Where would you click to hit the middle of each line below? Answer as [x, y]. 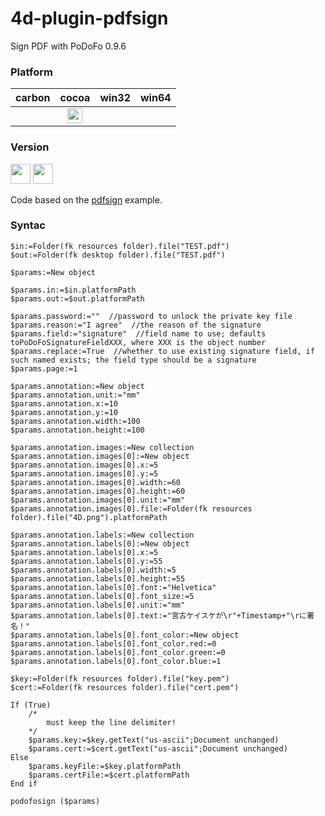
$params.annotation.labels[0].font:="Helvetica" [113, 587]
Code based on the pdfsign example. [86, 199]
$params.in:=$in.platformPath [73, 290]
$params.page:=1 [44, 368]
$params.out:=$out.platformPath [77, 298]
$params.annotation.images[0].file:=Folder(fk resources [131, 508]
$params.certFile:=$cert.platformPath [109, 775]
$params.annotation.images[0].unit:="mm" [98, 500]
